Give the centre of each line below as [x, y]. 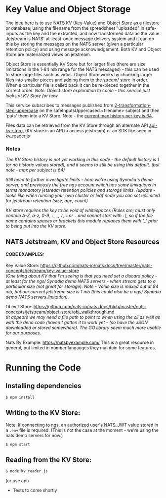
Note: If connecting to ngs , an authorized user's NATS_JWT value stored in [82, 425]
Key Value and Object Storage [68, 9]
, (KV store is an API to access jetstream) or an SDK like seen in [87, 130]
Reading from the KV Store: [49, 460]
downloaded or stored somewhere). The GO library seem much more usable [83, 328]
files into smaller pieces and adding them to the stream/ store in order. [77, 80]
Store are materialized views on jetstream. [48, 54]
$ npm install [20, 397]
